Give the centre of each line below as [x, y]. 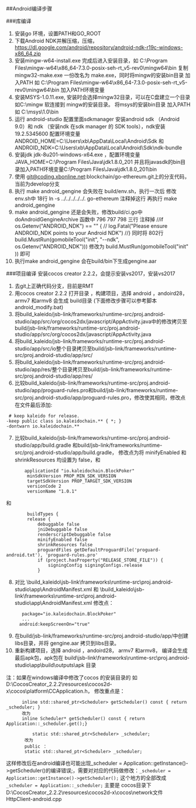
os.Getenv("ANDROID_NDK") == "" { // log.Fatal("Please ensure [91, 226]
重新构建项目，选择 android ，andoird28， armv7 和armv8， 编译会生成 [101, 650]
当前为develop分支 [37, 184]
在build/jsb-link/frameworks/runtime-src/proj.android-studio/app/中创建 [102, 636]
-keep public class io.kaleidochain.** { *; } [64, 421]
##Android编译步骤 [29, 8]
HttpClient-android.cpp [34, 799]
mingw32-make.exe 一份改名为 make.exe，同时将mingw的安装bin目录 [99, 75]
